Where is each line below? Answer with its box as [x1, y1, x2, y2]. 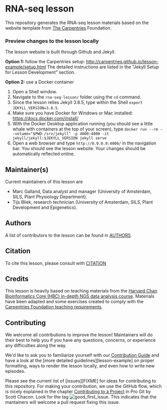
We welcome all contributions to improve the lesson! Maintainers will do [5, 332, 153, 338]
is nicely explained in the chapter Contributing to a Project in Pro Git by [5, 388, 151, 394]
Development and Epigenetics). [12, 204, 77, 211]
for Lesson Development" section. [5, 69, 75, 75]
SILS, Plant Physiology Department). [12, 194, 87, 200]
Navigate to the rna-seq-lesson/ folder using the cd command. [12, 94, 141, 100]
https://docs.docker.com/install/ [12, 115, 78, 121]
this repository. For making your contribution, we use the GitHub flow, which [5, 383, 162, 389]
